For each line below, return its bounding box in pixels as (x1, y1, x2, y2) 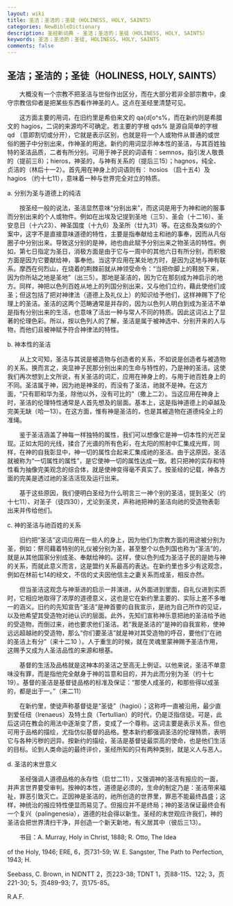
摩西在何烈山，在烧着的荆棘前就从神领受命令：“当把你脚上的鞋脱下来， (19, 264, 223, 273)
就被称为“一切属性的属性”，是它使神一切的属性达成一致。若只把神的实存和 (7, 456, 220, 464)
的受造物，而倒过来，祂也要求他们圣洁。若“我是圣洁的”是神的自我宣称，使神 (7, 620, 225, 628)
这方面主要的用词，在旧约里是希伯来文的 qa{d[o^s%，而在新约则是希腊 (19, 113, 223, 122)
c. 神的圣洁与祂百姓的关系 (7, 521, 81, 529)
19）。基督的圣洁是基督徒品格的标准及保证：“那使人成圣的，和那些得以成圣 (7, 678, 220, 686)
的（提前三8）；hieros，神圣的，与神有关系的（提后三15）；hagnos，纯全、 (7, 156, 221, 165)
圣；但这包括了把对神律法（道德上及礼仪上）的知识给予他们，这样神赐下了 (7, 290, 220, 299)
